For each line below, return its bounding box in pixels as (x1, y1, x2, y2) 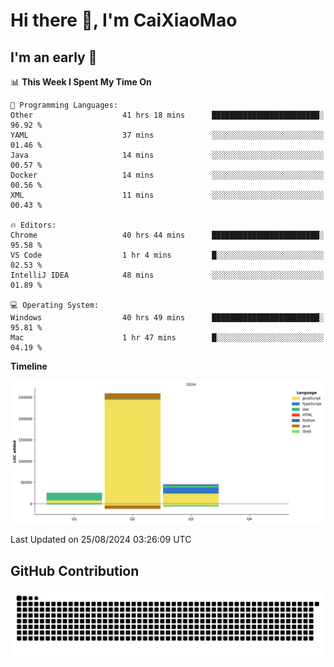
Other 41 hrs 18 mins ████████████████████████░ (10, 110, 325, 120)
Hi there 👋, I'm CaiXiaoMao (10, 9, 238, 32)
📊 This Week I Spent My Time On (10, 76, 152, 88)
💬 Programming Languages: (10, 100, 118, 110)
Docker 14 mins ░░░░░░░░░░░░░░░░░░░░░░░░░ (10, 170, 325, 180)
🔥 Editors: (10, 220, 57, 230)
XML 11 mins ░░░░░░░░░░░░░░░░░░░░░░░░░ (10, 190, 325, 200)
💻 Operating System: (10, 300, 100, 310)
